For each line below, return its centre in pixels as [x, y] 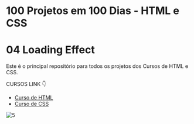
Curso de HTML [34, 98]
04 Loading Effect [50, 50]
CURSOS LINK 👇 [26, 84]
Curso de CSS [32, 104]
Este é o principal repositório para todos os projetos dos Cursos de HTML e [97, 66]
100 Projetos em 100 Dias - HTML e [93, 11]
